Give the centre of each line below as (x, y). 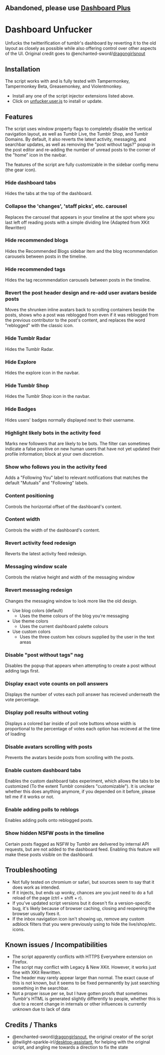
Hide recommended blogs (37, 240)
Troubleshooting (31, 870)
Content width (23, 519)
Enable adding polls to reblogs (42, 810)
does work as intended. (36, 887)
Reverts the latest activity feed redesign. (46, 554)
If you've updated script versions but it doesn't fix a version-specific (82, 903)
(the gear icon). (21, 170)
